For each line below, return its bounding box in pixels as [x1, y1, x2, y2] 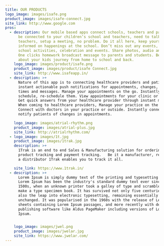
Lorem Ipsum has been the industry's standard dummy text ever [18, 179, 150, 184]
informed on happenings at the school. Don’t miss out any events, [18, 44, 159, 48]
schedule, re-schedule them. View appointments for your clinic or [18, 93, 159, 98]
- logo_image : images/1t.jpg [9, 134, 69, 139]
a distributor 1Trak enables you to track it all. [18, 157, 123, 162]
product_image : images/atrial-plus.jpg [14, 125, 95, 130]
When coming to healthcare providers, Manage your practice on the [18, 103, 159, 108]
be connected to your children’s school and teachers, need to [18, 35, 150, 40]
